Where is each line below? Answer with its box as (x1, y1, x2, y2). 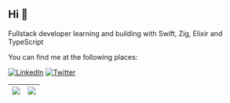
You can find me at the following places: (8, 52, 138, 61)
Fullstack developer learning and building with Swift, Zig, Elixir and (8, 28, 223, 38)
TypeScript (8, 37, 44, 46)
